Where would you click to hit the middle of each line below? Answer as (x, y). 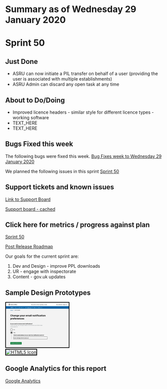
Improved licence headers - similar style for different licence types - (83, 112)
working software (31, 118)
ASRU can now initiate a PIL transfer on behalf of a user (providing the (85, 73)
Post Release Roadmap (29, 247)
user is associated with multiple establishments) (62, 79)
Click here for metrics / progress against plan (77, 225)
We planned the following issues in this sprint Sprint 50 (62, 171)
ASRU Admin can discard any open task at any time (66, 85)
